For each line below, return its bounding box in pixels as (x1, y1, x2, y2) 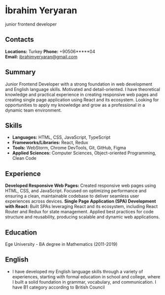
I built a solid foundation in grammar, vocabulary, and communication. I (12, 279, 157, 285)
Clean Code (12, 155, 37, 161)
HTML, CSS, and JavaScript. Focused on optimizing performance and (5, 188, 147, 194)
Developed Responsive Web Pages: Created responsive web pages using (5, 182, 156, 189)
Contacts (5, 35, 34, 44)
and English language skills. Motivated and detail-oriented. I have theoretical (5, 86, 160, 92)
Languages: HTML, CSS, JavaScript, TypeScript (12, 134, 111, 140)
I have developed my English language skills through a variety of (12, 268, 143, 274)
